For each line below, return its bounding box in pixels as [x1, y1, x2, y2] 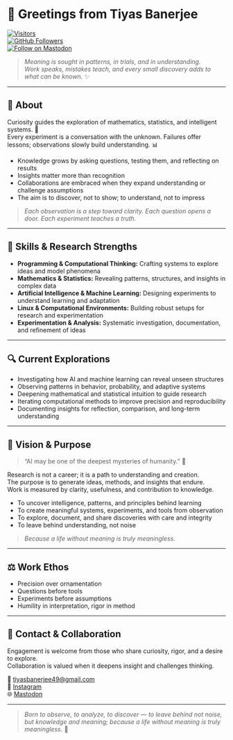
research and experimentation [17, 311, 104, 319]
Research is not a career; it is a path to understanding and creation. [7, 470, 200, 479]
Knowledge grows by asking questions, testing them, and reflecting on [17, 156, 220, 165]
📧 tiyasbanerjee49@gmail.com [7, 675, 95, 683]
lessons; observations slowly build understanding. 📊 [7, 140, 158, 149]
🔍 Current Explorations [7, 353, 111, 365]
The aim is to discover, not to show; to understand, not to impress [17, 193, 205, 202]
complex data [17, 281, 57, 290]
